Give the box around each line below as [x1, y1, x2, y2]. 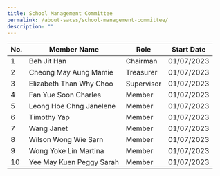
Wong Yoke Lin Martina [28, 146, 104, 156]
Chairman [125, 57, 158, 66]
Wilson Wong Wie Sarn [28, 135, 104, 145]
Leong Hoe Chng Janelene [28, 101, 116, 111]
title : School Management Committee [7, 10, 113, 17]
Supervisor [125, 79, 162, 88]
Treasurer [125, 68, 158, 77]
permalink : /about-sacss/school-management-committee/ [7, 17, 169, 23]
